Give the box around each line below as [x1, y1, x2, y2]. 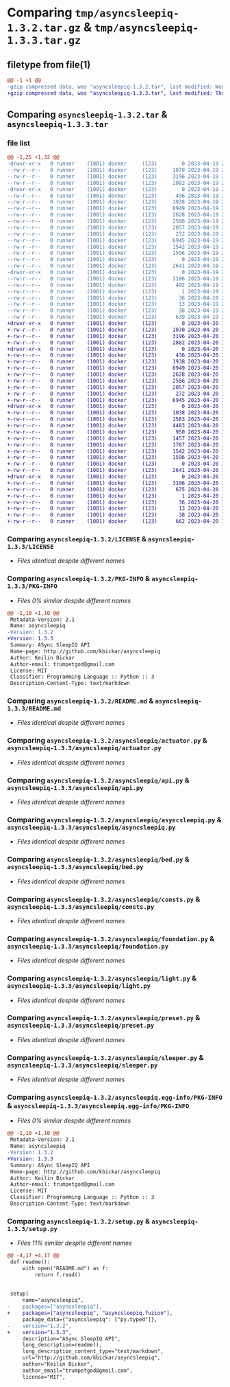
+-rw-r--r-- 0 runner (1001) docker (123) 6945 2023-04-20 [7, 396, 219, 403]
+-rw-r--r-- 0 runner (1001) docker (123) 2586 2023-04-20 [7, 377, 219, 384]
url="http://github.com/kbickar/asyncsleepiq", [22, 1355, 161, 1362]
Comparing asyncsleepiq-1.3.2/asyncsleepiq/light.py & [7, 973, 197, 983]
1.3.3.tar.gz [7, 34, 81, 47]
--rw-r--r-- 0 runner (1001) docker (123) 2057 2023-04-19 [7, 224, 219, 231]
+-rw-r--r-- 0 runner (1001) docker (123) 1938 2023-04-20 [7, 359, 219, 365]
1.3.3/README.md [7, 705, 62, 712]
